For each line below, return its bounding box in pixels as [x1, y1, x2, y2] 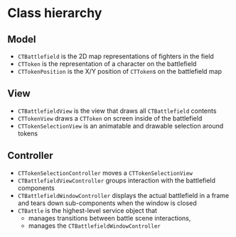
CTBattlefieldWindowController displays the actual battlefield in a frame [17, 191, 230, 199]
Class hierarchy [7, 5, 102, 21]
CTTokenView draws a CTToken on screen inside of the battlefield [17, 114, 203, 122]
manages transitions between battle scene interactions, [28, 214, 191, 222]
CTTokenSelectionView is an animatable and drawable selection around [17, 121, 224, 130]
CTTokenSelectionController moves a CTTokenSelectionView [17, 168, 193, 177]
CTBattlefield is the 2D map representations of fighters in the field [17, 52, 215, 60]
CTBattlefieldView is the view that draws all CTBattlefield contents [17, 106, 217, 115]
